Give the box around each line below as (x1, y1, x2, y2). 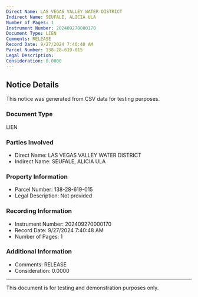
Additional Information (6, 247, 72, 256)
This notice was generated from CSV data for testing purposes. (6, 95, 160, 103)
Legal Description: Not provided (14, 192, 93, 199)
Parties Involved (6, 138, 54, 146)
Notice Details (6, 80, 59, 90)
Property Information (6, 172, 68, 180)
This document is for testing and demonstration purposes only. (6, 284, 159, 291)
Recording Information (6, 207, 72, 215)
